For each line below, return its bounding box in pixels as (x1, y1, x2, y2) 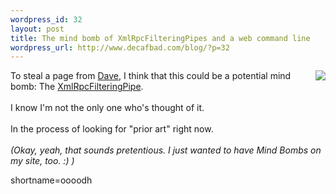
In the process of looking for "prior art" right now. (10, 123, 214, 135)
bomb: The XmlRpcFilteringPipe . (10, 81, 144, 93)
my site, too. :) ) (10, 155, 75, 167)
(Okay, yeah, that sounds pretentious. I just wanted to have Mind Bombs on (10, 144, 322, 156)
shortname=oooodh (10, 174, 93, 186)
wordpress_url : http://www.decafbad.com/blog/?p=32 (10, 42, 230, 53)
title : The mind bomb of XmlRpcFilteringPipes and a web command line (10, 33, 311, 43)
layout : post (10, 24, 65, 34)
